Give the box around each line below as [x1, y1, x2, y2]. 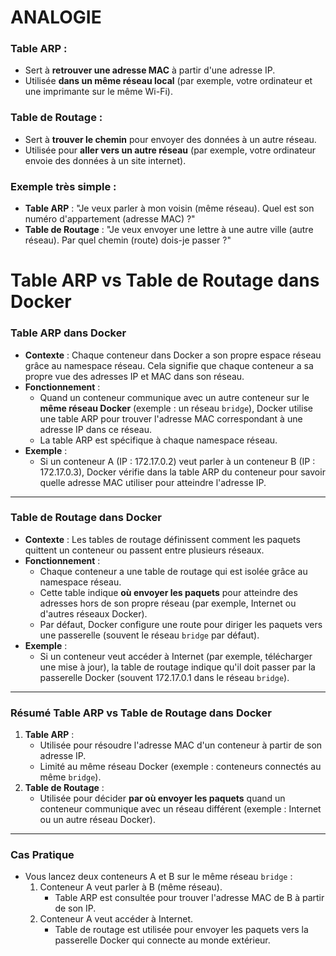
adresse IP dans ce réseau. [39, 423, 152, 435]
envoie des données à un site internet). [24, 154, 187, 166]
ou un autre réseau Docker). [39, 814, 156, 826]
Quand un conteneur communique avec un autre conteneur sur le [39, 391, 310, 403]
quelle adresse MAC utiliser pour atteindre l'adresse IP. [39, 476, 267, 488]
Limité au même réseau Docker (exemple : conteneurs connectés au [39, 761, 322, 773]
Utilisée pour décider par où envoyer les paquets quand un [39, 792, 286, 805]
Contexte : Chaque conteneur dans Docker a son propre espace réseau [24, 349, 322, 361]
